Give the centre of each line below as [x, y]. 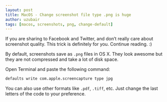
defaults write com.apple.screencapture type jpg [59, 79]
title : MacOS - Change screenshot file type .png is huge [68, 15]
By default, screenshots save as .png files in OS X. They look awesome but [84, 54]
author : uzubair [22, 19]
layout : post [19, 10]
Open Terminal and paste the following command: [58, 69]
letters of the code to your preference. [45, 94]
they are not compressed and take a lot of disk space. [62, 60]
